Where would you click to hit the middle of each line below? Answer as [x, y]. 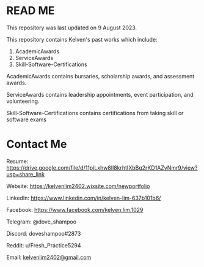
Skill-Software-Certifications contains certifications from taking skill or [95, 113]
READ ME [31, 11]
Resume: [17, 161]
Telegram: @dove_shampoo [42, 222]
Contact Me [37, 144]
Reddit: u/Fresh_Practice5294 [44, 245]
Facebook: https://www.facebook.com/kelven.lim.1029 [75, 209]
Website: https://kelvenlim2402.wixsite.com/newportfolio [78, 186]
